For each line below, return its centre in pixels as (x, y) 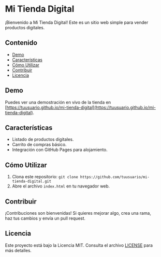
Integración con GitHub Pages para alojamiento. (60, 150)
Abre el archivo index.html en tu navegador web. (61, 186)
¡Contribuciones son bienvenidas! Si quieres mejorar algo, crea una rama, (78, 213)
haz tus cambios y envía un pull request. (45, 218)
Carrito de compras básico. (39, 145)
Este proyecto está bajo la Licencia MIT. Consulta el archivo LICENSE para (79, 245)
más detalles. (18, 250)
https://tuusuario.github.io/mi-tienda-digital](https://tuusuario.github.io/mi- (81, 107)
